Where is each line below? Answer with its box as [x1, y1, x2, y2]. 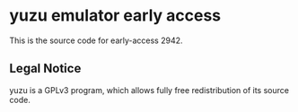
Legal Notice [9, 61, 82, 76]
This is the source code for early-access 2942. [9, 35, 183, 46]
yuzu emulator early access [9, 5, 222, 26]
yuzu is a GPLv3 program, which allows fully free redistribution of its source [9, 84, 290, 95]
